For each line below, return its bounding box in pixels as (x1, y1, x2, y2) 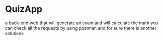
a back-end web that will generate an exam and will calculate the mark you (5, 20, 159, 26)
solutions (5, 30, 24, 36)
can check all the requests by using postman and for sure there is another (5, 25, 157, 31)
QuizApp (5, 3, 43, 15)
